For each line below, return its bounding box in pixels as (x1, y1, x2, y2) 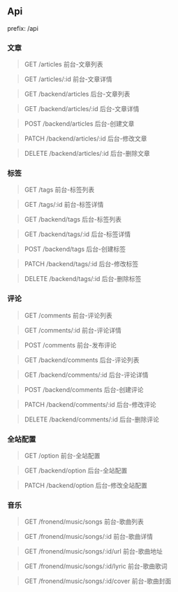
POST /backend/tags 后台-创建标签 (24, 245, 126, 254)
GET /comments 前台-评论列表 (24, 311, 113, 319)
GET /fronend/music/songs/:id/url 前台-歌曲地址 (24, 547, 163, 556)
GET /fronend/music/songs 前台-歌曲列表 (24, 517, 144, 526)
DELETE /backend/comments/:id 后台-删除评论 (24, 415, 159, 424)
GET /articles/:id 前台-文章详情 (24, 75, 113, 83)
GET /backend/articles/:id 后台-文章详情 (24, 105, 140, 113)
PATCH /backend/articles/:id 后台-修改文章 (24, 134, 148, 143)
